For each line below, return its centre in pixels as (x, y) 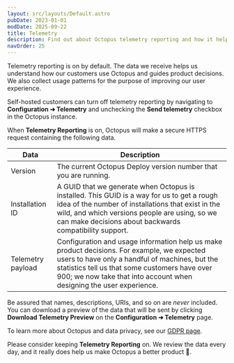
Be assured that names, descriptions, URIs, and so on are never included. (112, 302)
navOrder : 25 (26, 46)
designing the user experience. (108, 285)
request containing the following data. (62, 138)
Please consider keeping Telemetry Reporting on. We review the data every (117, 344)
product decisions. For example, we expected (131, 250)
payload (24, 268)
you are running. (84, 175)
